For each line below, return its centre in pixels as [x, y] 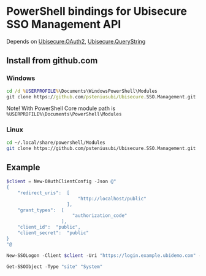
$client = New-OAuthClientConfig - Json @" [61, 182]
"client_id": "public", [49, 227]
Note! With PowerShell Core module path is [61, 108]
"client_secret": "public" [53, 233]
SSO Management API [64, 24]
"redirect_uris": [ [44, 193]
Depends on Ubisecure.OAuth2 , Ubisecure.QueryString [76, 41]
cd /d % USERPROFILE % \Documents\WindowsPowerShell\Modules [82, 91]
